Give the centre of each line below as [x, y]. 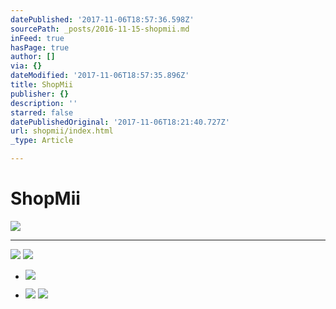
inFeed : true [37, 38]
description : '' [44, 103]
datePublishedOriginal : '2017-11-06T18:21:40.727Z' [120, 122]
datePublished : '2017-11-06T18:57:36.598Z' [102, 19]
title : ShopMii [42, 85]
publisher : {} [40, 94]
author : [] [33, 57]
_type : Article [42, 141]
